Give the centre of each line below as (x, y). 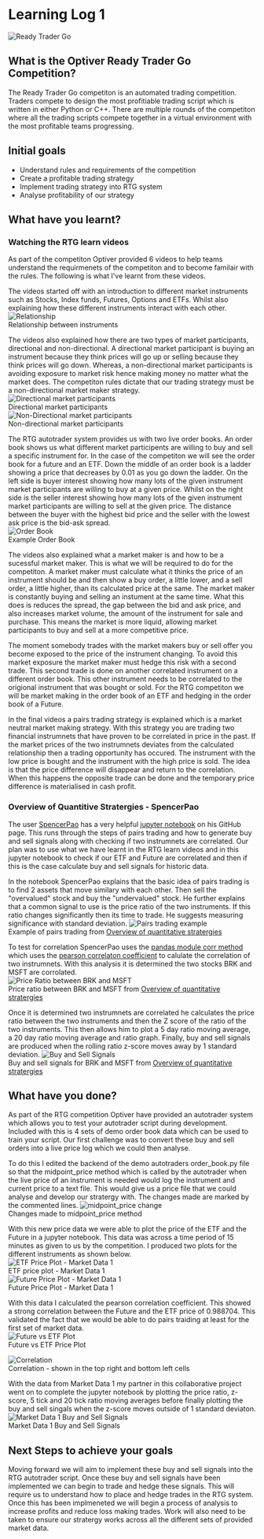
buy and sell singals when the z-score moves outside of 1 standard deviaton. (132, 1409)
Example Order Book (42, 540)
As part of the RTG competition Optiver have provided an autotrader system (131, 1115)
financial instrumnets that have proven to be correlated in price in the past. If (132, 736)
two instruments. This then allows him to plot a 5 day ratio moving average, (130, 1029)
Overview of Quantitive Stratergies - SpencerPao (104, 807)
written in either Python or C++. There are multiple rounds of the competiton (132, 109)
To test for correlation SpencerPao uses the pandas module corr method (126, 947)
